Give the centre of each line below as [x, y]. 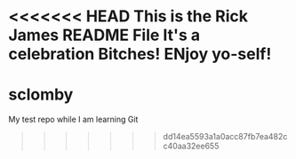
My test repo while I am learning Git [73, 119]
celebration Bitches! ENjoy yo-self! [140, 54]
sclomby [41, 95]
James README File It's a [104, 35]
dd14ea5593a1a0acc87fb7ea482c [225, 137]
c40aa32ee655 [191, 146]
